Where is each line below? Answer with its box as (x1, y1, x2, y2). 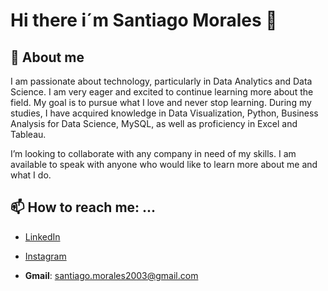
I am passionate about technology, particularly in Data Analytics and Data (10, 75, 313, 87)
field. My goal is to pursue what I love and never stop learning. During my (10, 97, 312, 108)
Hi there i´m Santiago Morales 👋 (10, 9, 278, 32)
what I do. (10, 169, 52, 181)
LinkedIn (24, 230, 61, 243)
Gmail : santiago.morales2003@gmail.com (24, 269, 199, 281)
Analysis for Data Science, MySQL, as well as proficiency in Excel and (10, 118, 298, 129)
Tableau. (10, 129, 47, 140)
